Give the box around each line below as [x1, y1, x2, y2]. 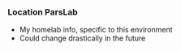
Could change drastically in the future [19, 33, 146, 43]
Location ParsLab [7, 6, 78, 18]
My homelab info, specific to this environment [19, 25, 173, 35]
